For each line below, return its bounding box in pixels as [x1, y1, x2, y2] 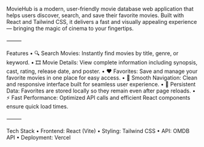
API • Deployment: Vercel [6, 134, 71, 141]
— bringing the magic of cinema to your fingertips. [6, 24, 134, 32]
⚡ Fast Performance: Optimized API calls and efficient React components [6, 94, 191, 101]
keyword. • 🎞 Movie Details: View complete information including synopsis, [6, 59, 198, 66]
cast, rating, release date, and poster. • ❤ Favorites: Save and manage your [6, 67, 198, 75]
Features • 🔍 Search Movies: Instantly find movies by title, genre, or [6, 50, 179, 57]
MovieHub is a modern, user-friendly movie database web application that [6, 6, 194, 12]
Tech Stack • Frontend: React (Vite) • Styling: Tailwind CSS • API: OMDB [6, 127, 190, 134]
